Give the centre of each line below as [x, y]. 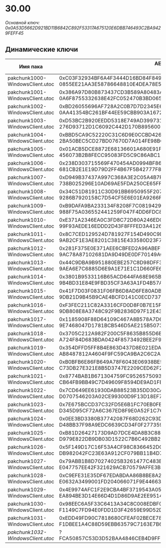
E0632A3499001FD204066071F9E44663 [110, 481]
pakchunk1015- [27, 291]
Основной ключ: [22, 22]
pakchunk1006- [27, 163]
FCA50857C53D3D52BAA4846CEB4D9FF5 [111, 538]
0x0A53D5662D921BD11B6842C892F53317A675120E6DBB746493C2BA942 [83, 28]
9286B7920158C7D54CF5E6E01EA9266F [110, 197]
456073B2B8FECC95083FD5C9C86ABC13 [111, 155]
